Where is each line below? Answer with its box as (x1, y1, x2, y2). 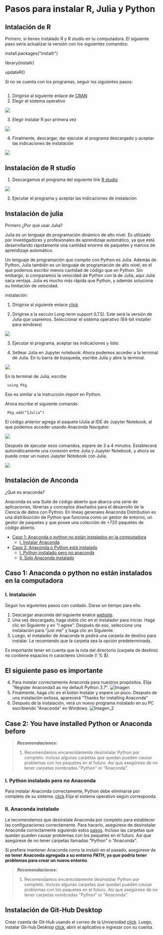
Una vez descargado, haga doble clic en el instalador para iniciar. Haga (12, 617, 155, 623)
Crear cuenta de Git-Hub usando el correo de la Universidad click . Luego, (5, 919, 153, 925)
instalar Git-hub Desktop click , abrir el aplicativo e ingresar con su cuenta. (5, 924, 154, 930)
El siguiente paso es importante (5, 666, 103, 674)
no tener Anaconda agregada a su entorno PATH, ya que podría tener (5, 852, 147, 858)
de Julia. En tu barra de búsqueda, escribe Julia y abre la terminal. (12, 355, 145, 361)
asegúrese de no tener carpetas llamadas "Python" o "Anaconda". (5, 837, 138, 843)
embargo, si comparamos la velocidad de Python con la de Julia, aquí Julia (5, 272, 155, 279)
